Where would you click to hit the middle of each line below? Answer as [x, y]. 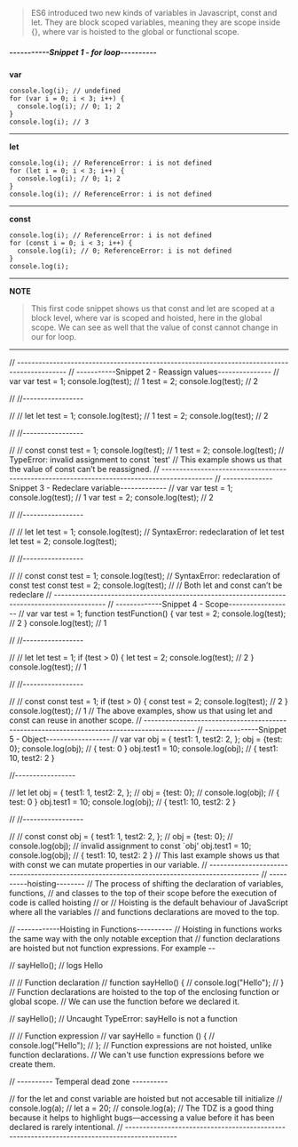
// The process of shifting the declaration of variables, [185, 883]
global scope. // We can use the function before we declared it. [125, 1001]
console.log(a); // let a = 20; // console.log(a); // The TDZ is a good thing [141, 1108]
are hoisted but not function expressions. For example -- [112, 948]
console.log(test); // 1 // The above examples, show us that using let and [141, 710]
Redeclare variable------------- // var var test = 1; [142, 487]
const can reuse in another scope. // [75, 720]
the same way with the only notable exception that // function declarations [145, 938]
